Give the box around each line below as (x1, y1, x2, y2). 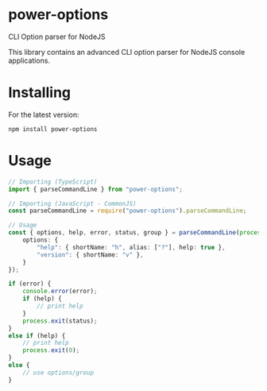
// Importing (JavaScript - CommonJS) (8, 199, 137, 207)
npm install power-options (8, 125, 98, 133)
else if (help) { (8, 331, 66, 339)
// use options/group (22, 368, 94, 377)
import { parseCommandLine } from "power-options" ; (8, 185, 183, 193)
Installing (8, 83, 72, 102)
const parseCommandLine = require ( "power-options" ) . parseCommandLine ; (8, 207, 247, 215)
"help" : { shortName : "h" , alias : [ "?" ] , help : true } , (37, 243, 226, 251)
